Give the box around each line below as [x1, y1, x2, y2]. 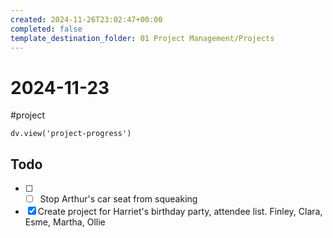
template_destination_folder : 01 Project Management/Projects [10, 33, 275, 43]
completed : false [10, 24, 83, 34]
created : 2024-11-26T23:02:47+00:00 [10, 14, 163, 25]
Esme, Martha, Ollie [24, 216, 106, 228]
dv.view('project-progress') [10, 129, 132, 139]
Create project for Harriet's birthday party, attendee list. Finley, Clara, [37, 206, 323, 218]
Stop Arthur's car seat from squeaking [39, 193, 198, 205]
